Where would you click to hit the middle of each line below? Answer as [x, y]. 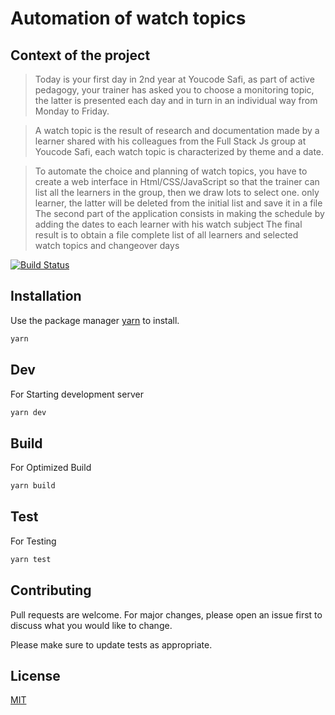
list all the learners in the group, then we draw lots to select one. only [177, 192]
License [35, 675]
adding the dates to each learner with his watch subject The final [168, 224]
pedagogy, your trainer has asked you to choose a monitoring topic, [174, 90]
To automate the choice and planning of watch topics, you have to [171, 171]
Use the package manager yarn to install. [95, 320]
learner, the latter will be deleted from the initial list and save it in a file [178, 203]
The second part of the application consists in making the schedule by [179, 213]
